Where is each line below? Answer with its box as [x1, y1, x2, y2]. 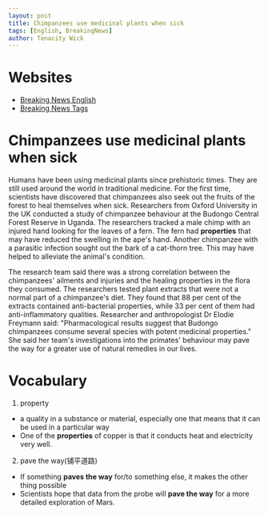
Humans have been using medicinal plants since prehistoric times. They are [8, 175, 258, 185]
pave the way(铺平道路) [19, 456, 98, 465]
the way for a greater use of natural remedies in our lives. [8, 344, 198, 353]
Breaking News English [19, 95, 96, 105]
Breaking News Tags [19, 103, 89, 113]
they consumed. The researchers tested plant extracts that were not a [8, 284, 238, 294]
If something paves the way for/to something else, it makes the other [19, 472, 248, 481]
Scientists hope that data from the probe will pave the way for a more [19, 489, 250, 499]
